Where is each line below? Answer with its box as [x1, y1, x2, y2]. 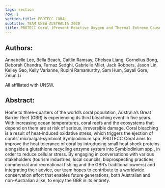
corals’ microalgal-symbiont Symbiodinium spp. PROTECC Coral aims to [5, 135, 151, 141]
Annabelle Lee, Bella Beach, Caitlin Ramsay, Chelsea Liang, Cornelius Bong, [5, 57, 159, 63]
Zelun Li [5, 72, 22, 78]
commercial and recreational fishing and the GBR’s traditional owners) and [5, 161, 156, 167]
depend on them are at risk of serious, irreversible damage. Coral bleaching [5, 125, 158, 131]
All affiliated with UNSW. [5, 82, 55, 88]
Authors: [5, 44, 33, 52]
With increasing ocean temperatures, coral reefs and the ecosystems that [5, 120, 154, 125]
